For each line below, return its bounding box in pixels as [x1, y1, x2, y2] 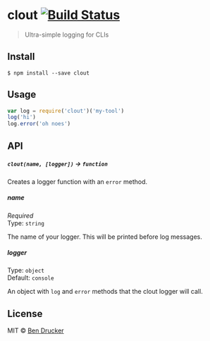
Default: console [7, 273, 54, 282]
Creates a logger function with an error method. [7, 177, 148, 186]
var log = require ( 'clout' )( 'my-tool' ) [7, 107, 125, 114]
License [7, 307, 43, 320]
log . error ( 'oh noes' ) [7, 120, 71, 128]
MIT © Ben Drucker [7, 326, 65, 335]
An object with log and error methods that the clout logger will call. [7, 287, 203, 296]
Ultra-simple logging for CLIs [24, 30, 109, 39]
